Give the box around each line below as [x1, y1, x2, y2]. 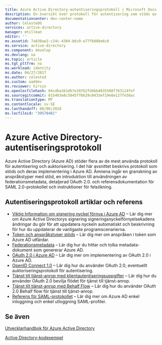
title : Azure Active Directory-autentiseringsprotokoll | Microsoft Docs [5, 7, 157, 12]
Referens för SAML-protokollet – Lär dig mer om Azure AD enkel [12, 293, 140, 299]
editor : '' [5, 34, 27, 39]
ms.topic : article [5, 57, 42, 62]
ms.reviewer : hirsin [5, 83, 47, 89]
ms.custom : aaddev [5, 79, 42, 84]
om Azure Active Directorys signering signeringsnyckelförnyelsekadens [12, 216, 155, 222]
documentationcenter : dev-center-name [5, 16, 83, 21]
